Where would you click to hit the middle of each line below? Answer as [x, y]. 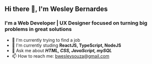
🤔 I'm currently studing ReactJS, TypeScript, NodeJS [66, 45]
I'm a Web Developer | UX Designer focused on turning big [76, 23]
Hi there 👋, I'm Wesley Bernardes [56, 9]
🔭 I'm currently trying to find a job [46, 40]
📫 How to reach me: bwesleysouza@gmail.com [60, 56]
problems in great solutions [38, 29]
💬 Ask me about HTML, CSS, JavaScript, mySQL [62, 50]
